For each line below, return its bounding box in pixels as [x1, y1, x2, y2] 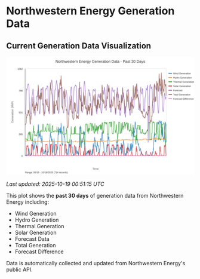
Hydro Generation [14, 216, 59, 223]
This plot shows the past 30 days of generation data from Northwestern [6, 192, 184, 199]
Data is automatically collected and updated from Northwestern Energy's [6, 260, 186, 266]
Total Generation [14, 242, 56, 249]
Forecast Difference [14, 248, 64, 255]
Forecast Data [14, 235, 50, 243]
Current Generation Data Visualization [6, 41, 151, 51]
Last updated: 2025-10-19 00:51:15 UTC [6, 180, 104, 188]
